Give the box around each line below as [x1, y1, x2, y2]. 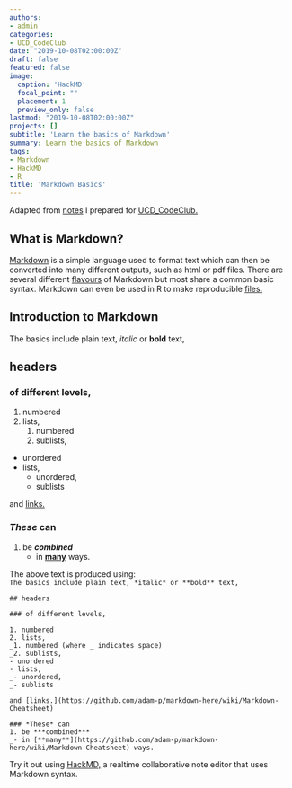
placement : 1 [17, 96, 66, 106]
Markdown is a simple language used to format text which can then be [9, 254, 270, 265]
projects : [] [9, 122, 58, 131]
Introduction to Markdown [9, 309, 159, 324]
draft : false [9, 55, 58, 64]
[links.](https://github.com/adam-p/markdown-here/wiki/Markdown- [25, 695, 279, 705]
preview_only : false [17, 105, 94, 114]
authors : [9, 13, 42, 22]
